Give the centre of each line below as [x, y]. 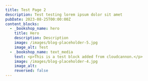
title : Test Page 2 [26, 10]
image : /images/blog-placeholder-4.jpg [56, 61]
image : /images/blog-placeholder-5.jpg [56, 43]
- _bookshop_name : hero [34, 29]
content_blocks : [22, 24]
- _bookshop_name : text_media [41, 52]
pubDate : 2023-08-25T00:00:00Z [38, 19]
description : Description [42, 38]
